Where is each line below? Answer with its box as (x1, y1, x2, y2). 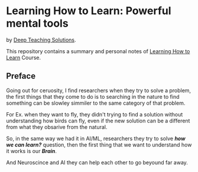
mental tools (6, 17, 69, 30)
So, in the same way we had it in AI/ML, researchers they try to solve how (6, 135, 186, 142)
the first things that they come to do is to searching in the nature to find (6, 93, 180, 100)
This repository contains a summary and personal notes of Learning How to (6, 47, 190, 54)
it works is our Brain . (6, 147, 57, 154)
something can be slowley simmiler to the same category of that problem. (6, 99, 186, 106)
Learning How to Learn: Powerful (6, 4, 171, 18)
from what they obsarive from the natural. (6, 123, 108, 131)
